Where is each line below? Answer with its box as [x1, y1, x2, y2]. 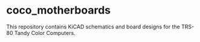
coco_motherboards [6, 4, 111, 17]
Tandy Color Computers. [14, 29, 76, 36]
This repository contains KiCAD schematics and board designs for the [6, 23, 180, 30]
